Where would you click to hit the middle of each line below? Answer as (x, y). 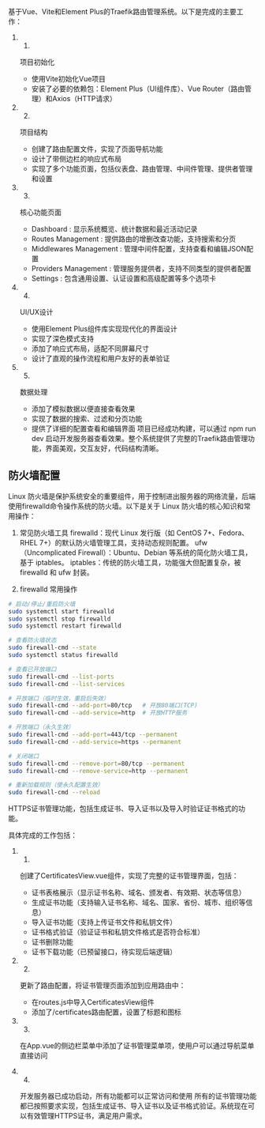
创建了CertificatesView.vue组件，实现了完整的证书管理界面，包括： (129, 876)
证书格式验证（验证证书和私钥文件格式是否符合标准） (118, 932)
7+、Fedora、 (226, 533)
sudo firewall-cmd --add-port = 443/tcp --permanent (93, 735)
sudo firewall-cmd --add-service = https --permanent (95, 741)
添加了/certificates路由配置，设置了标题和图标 (106, 1012)
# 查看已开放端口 (32, 669)
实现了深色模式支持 (63, 339)
